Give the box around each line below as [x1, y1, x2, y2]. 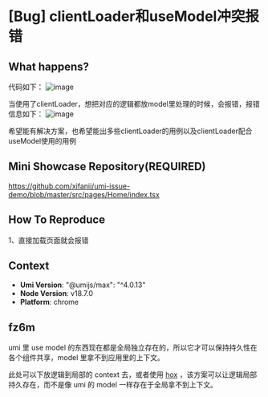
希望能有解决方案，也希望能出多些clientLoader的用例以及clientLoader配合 [8, 126, 253, 136]
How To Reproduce [8, 213, 106, 227]
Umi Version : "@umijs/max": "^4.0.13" [19, 280, 146, 290]
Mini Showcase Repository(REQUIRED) [8, 160, 206, 173]
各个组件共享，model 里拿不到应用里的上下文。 [8, 353, 164, 363]
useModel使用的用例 [8, 136, 76, 145]
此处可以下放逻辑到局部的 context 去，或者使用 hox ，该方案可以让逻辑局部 [8, 370, 258, 379]
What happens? [8, 59, 90, 73]
